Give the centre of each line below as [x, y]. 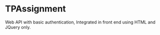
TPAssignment [36, 9]
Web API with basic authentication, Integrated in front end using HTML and [80, 22]
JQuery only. [18, 27]
